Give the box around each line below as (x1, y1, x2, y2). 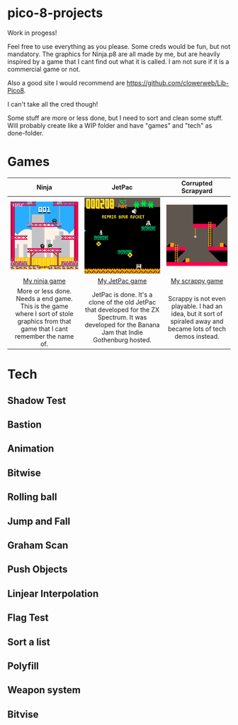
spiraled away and (170, 317, 224, 325)
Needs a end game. (16, 294, 73, 302)
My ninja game (23, 277, 66, 285)
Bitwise (7, 467, 41, 479)
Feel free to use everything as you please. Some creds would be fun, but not (7, 42, 231, 50)
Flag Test (7, 612, 49, 624)
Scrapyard (181, 187, 213, 195)
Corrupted (181, 179, 213, 187)
